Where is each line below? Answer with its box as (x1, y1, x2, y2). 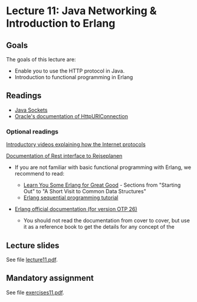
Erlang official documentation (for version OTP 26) (14, 206, 137, 213)
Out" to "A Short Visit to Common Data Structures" (23, 188, 146, 195)
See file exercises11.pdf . (6, 288, 65, 296)
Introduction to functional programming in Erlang (14, 74, 133, 80)
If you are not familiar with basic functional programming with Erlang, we (14, 164, 192, 171)
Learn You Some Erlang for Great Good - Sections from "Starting (23, 181, 181, 189)
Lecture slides (6, 241, 60, 251)
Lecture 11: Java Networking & (6, 4, 157, 18)
